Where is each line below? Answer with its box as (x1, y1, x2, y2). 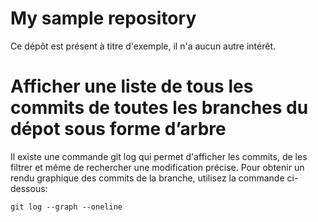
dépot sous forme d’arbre (10, 118, 227, 141)
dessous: (10, 182, 48, 194)
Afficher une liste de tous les (10, 75, 254, 98)
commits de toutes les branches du (10, 97, 309, 119)
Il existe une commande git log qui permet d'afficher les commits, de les (10, 150, 308, 162)
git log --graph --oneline (10, 202, 123, 212)
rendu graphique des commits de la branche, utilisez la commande (10, 172, 285, 184)
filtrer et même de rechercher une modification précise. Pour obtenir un (10, 161, 305, 173)
